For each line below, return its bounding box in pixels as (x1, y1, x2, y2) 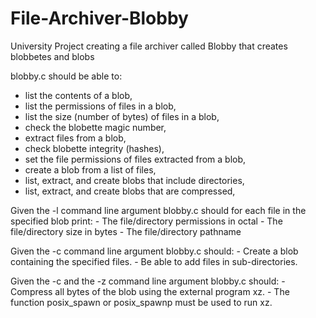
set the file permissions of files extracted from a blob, (24, 153, 247, 165)
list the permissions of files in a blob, (24, 100, 177, 112)
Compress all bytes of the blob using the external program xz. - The (10, 285, 290, 297)
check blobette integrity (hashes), (24, 142, 165, 154)
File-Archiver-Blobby (10, 7, 189, 30)
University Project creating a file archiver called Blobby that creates (10, 40, 288, 52)
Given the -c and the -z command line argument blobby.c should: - (10, 275, 286, 287)
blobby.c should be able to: (10, 70, 123, 82)
